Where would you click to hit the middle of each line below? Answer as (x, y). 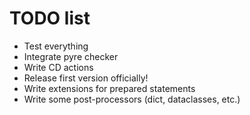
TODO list (50, 18)
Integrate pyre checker (71, 56)
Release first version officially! (86, 78)
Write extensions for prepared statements (109, 88)
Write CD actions (58, 67)
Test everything (56, 46)
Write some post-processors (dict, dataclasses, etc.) (132, 99)
